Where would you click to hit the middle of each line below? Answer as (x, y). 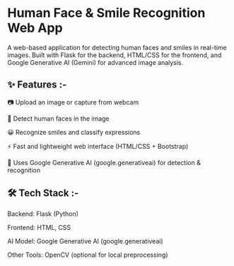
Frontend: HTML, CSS (39, 227)
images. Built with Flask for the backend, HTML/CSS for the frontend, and (115, 55)
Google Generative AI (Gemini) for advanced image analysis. (95, 62)
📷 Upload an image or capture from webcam (73, 102)
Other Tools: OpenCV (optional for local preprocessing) (88, 255)
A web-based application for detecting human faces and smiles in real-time (117, 47)
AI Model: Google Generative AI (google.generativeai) (86, 241)
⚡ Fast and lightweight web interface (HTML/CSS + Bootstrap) (98, 146)
